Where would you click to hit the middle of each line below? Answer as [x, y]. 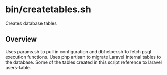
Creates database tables [31, 23]
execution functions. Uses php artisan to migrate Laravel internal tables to [83, 57]
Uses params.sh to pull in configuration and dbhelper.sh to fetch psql [78, 51]
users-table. [18, 67]
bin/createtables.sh [48, 9]
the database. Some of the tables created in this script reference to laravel [84, 62]
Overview [21, 39]
